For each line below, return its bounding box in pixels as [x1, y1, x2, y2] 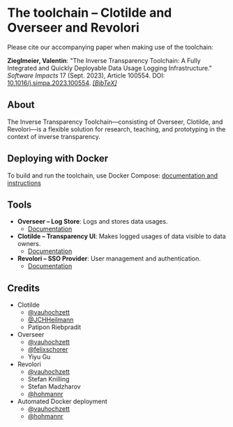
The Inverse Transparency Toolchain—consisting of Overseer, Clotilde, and [7, 117, 223, 126]
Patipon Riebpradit [27, 323, 82, 331]
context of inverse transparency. [7, 132, 101, 140]
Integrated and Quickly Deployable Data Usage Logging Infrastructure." [7, 64, 213, 72]
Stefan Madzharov [27, 382, 82, 391]
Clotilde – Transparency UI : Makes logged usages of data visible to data [17, 232, 226, 240]
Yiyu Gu [27, 353, 51, 361]
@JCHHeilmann [27, 316, 74, 324]
